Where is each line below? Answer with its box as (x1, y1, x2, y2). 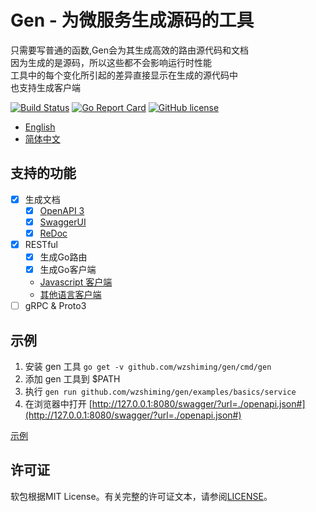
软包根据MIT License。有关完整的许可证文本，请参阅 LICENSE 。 (10, 490, 273, 502)
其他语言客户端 (39, 289, 102, 301)
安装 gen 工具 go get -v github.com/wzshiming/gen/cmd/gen (24, 361, 272, 373)
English (24, 121, 56, 133)
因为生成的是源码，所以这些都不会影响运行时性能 (10, 56, 212, 68)
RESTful (24, 239, 59, 250)
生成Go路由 (39, 251, 88, 263)
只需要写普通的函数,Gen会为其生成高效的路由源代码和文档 (10, 44, 249, 56)
